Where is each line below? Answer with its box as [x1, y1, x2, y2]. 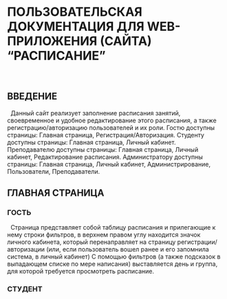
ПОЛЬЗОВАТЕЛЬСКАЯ [7, 4, 143, 20]
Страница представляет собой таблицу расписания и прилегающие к [10, 223, 216, 232]
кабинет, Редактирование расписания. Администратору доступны [7, 153, 203, 161]
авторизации [7, 245, 45, 254]
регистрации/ [177, 238, 218, 246]
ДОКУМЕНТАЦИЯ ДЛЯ [7, 19, 144, 34]
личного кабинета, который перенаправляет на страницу [7, 238, 176, 246]
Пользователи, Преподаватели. [7, 167, 100, 175]
